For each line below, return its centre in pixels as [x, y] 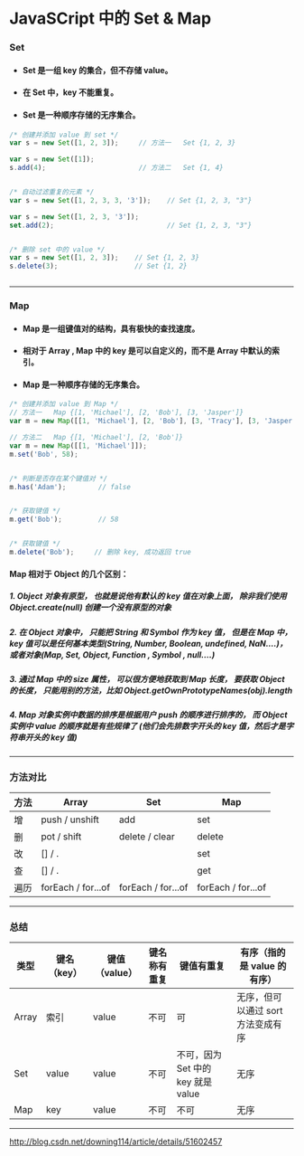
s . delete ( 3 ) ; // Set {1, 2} [98, 266]
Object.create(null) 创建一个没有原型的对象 [91, 608]
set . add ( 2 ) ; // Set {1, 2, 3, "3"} [131, 225]
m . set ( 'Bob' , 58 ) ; [44, 454]
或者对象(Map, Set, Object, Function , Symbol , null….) [112, 654]
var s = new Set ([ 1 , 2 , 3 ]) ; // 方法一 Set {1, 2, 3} [123, 143]
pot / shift [61, 836]
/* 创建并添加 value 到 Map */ [64, 404]
